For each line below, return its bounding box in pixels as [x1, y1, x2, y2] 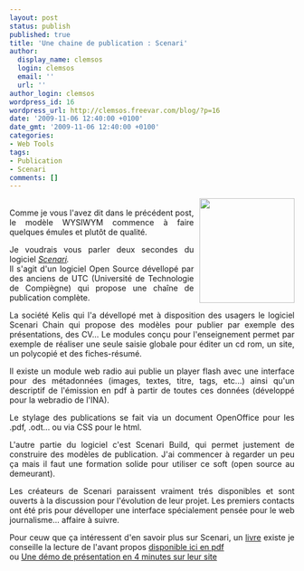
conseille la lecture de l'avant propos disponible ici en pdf [9, 542, 224, 553]
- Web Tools [9, 139, 54, 148]
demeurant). [9, 468, 56, 480]
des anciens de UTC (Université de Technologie [9, 273, 195, 284]
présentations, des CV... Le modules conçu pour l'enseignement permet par [9, 329, 295, 340]
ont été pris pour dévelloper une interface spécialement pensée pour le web [9, 505, 295, 516]
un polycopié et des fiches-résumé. [9, 348, 142, 359]
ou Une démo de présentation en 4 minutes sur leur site [9, 551, 217, 562]
